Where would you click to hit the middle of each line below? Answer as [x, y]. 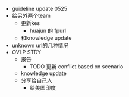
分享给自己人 [36, 80]
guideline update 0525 [39, 9]
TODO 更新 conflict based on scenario [76, 67]
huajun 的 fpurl [48, 30]
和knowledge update [46, 38]
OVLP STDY [26, 52]
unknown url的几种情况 [40, 45]
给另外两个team [31, 15]
